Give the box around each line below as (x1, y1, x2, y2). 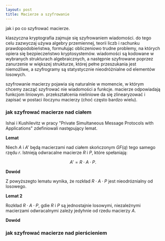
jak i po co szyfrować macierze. (5, 25, 70, 31)
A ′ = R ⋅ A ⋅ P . (70, 159, 96, 165)
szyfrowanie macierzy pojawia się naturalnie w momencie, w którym (5, 81, 144, 87)
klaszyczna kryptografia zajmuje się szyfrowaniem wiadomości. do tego (5, 35, 152, 41)
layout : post (5, 7, 32, 12)
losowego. (5, 183, 27, 189)
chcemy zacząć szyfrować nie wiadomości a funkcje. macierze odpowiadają (5, 86, 161, 92)
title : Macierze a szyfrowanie (5, 12, 70, 17)
